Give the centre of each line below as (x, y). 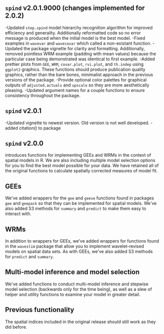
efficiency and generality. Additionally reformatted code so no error (73, 33)
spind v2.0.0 (24, 144)
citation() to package (40, 128)
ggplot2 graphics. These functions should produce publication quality (75, 69)
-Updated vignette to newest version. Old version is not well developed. (77, 123)
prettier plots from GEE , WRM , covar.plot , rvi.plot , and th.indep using (74, 64)
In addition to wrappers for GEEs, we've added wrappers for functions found (82, 241)
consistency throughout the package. (43, 95)
